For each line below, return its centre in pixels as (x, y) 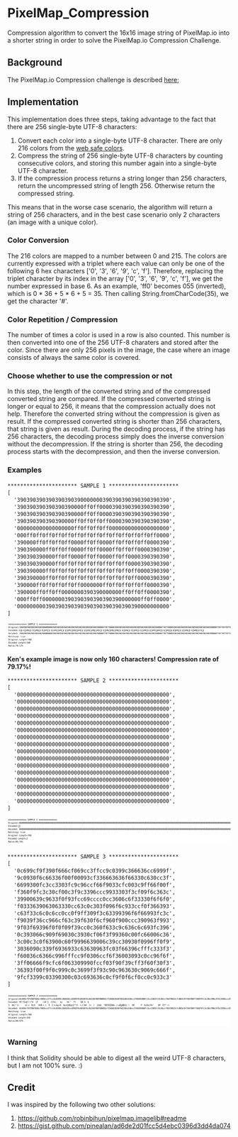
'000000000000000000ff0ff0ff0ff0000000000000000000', (95, 528)
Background (35, 63)
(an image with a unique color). (53, 222)
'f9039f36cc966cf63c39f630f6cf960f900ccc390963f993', (95, 921)
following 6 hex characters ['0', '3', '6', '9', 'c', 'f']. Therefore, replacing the (116, 270)
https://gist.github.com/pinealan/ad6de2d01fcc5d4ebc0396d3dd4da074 (124, 1126)
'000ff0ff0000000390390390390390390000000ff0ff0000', (95, 599)
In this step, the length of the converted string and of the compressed (109, 391)
